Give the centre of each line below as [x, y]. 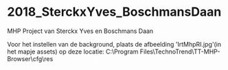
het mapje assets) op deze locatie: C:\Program [73, 51]
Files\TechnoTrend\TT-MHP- [180, 51]
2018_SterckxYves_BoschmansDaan [114, 12]
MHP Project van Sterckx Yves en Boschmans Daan [80, 31]
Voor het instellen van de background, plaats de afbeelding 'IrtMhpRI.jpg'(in [114, 44]
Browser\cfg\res [30, 58]
